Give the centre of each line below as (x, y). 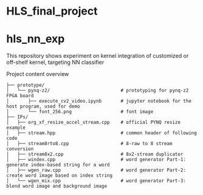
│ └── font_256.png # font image (80, 112)
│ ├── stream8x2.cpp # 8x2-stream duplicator (95, 154)
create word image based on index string (60, 176)
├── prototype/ (26, 85)
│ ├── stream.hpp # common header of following (102, 133)
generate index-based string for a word (58, 165)
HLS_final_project (52, 11)
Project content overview (38, 74)
